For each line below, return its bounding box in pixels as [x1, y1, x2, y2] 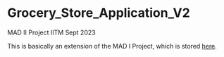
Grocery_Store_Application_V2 [7, 5, 190, 21]
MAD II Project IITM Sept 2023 [7, 28, 97, 37]
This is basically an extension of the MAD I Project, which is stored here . [7, 42, 217, 50]
